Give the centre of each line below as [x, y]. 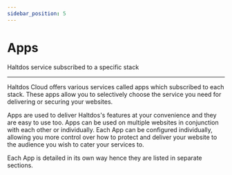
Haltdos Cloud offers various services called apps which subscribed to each [116, 86]
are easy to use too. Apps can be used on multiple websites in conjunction [113, 122]
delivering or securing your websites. [60, 102]
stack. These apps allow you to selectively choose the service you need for [114, 94]
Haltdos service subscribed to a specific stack [73, 67]
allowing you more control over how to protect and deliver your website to [112, 137]
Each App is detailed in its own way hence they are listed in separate [105, 158]
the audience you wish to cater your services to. [76, 144]
